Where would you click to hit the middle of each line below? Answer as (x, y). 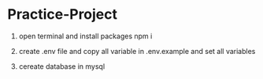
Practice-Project (63, 14)
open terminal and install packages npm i (85, 36)
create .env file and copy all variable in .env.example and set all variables (137, 51)
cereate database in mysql (62, 66)
